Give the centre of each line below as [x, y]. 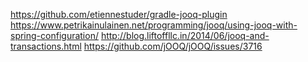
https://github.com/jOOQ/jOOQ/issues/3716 [173, 46]
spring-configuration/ [54, 35]
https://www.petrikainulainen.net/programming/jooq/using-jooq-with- [154, 25]
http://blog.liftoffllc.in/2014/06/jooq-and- [185, 35]
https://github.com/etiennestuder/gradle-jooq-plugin [119, 14]
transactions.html [46, 46]
